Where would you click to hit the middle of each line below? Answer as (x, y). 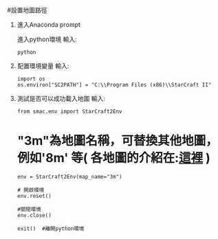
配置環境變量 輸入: (43, 66)
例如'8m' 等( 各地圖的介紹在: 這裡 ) (114, 158)
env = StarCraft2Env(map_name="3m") (69, 177)
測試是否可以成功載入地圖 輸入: (61, 99)
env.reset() (34, 196)
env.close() (34, 215)
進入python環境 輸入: (47, 39)
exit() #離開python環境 (51, 229)
